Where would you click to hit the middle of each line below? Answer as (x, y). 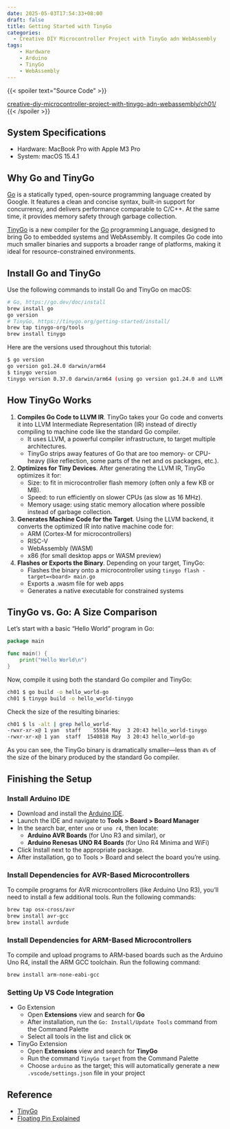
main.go (84, 577)
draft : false (26, 20)
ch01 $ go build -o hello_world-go (58, 692)
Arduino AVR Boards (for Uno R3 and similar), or (96, 835)
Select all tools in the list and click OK (79, 1036)
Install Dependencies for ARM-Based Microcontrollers (100, 940)
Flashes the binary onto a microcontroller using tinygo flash (113, 570)
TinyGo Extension (42, 1044)
